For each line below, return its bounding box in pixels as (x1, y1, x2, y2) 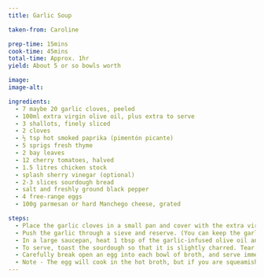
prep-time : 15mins (8, 40, 68, 48)
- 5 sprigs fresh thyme (15, 142, 93, 150)
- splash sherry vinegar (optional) (15, 171, 135, 179)
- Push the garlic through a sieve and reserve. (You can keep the (15, 229, 241, 237)
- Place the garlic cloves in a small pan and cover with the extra (15, 221, 244, 229)
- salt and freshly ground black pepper (15, 186, 149, 194)
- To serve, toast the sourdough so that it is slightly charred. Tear (15, 243, 255, 252)
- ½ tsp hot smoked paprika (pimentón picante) (15, 135, 174, 143)
